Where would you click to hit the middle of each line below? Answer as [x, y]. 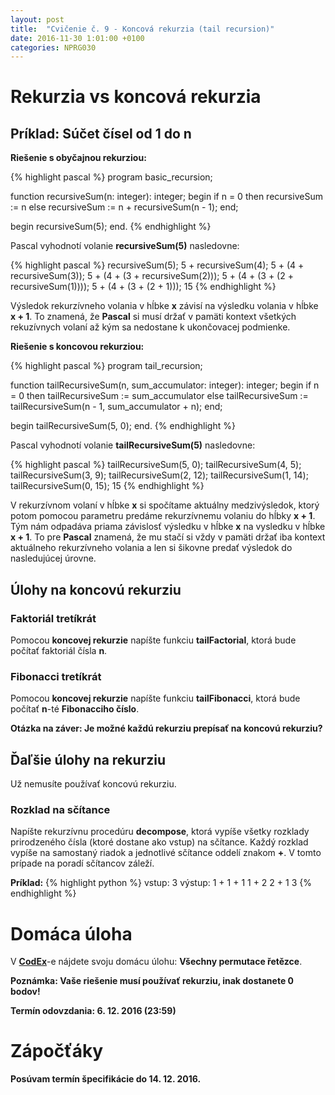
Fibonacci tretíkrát [56, 676]
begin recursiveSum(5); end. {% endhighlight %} [111, 227]
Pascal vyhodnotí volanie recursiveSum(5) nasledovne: [125, 246]
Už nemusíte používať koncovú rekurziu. [93, 784]
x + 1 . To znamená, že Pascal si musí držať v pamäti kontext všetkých [153, 317]
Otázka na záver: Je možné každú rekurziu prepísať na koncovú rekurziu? [166, 728]
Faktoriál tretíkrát [53, 618]
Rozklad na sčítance [60, 809]
